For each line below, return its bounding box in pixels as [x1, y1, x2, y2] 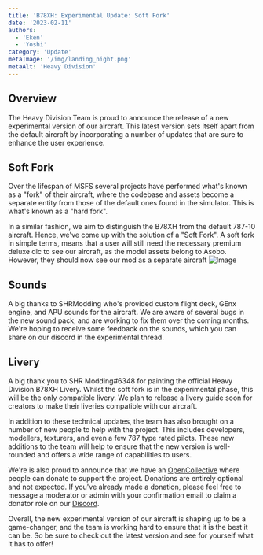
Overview [8, 92, 57, 105]
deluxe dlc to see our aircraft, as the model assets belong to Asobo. [8, 247, 227, 257]
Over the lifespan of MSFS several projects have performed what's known [8, 182, 247, 191]
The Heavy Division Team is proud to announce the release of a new [8, 113, 229, 122]
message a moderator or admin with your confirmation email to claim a [8, 490, 237, 500]
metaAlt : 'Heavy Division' [8, 63, 97, 71]
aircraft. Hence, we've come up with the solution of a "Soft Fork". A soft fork [8, 230, 254, 240]
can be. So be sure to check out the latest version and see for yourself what [8, 531, 254, 540]
